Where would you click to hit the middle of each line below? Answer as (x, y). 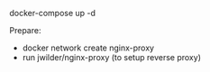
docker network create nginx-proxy (88, 48)
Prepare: (25, 30)
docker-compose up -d (53, 13)
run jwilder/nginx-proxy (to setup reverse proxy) (111, 57)
